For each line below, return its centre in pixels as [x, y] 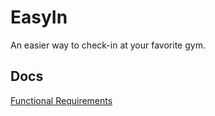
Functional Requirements [61, 100]
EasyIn [39, 17]
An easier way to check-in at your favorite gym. [108, 45]
